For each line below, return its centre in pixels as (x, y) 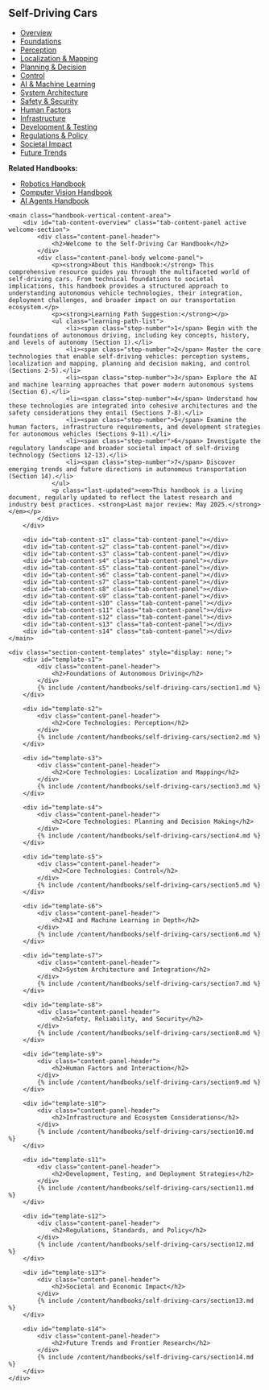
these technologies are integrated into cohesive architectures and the (133, 406)
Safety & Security (49, 101)
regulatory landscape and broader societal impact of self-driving (124, 448)
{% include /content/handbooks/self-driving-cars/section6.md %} (149, 934)
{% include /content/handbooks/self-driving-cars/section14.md (145, 1357)
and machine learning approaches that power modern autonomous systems (131, 385)
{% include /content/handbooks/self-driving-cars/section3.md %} (149, 786)
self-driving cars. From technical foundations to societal (112, 279)
